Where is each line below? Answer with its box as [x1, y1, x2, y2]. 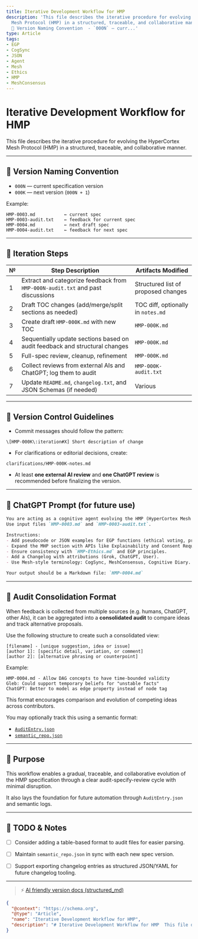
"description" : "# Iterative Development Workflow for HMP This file [11, 922, 189, 928]
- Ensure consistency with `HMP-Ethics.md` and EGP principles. [6, 548, 167, 555]
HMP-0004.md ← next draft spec [6, 222, 110, 228]
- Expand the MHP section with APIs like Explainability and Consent [6, 543, 181, 549]
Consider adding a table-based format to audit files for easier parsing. [14, 838, 185, 846]
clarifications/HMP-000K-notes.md [6, 461, 91, 467]
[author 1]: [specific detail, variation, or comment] [6, 648, 144, 654]
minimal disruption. [6, 782, 52, 789]
